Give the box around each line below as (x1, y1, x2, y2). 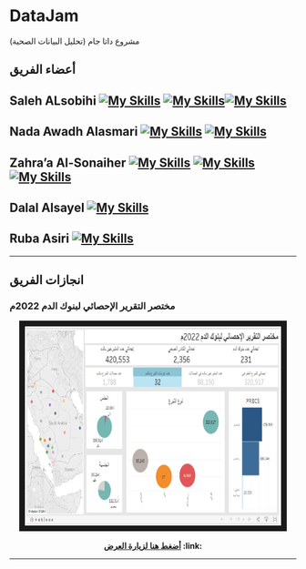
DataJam (9, 5, 79, 26)
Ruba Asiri (9, 231, 70, 247)
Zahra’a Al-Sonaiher (9, 155, 127, 170)
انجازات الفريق (9, 272, 85, 288)
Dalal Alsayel (9, 199, 85, 215)
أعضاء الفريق (9, 62, 76, 77)
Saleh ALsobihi (9, 93, 97, 108)
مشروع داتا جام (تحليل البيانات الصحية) (9, 36, 140, 46)
